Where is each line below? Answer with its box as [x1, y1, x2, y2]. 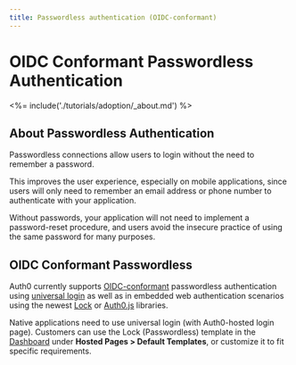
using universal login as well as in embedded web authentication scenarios [9, 291, 284, 302]
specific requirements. [9, 345, 92, 357]
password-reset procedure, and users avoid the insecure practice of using [9, 222, 283, 233]
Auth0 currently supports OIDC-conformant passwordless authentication [9, 281, 277, 292]
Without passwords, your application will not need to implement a [9, 212, 250, 223]
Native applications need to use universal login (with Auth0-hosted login [9, 318, 275, 328]
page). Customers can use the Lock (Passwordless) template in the [9, 327, 256, 337]
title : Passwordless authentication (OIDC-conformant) [9, 12, 218, 22]
